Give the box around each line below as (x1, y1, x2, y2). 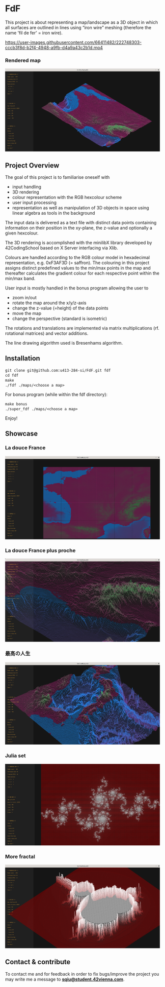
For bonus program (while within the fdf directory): (5, 391, 108, 397)
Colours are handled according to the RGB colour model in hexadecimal (5, 255, 150, 261)
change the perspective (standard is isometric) (12, 316, 107, 321)
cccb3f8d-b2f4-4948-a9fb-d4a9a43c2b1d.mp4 (5, 44, 103, 50)
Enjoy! (5, 415, 18, 421)
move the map (12, 311, 42, 316)
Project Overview (5, 161, 59, 169)
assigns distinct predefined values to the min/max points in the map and (5, 265, 151, 271)
